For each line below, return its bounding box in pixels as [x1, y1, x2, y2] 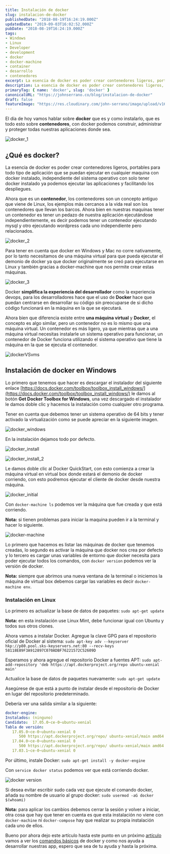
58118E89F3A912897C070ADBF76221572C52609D [5, 648, 96, 653]
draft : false [5, 97, 33, 102]
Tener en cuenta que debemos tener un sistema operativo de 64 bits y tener [5, 411, 164, 417]
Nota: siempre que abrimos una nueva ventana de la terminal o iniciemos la [5, 573, 163, 579]
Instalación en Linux [5, 596, 56, 603]
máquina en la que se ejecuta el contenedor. [5, 342, 98, 348]
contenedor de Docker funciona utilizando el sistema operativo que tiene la [5, 336, 162, 342]
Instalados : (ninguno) [5, 715, 53, 720]
